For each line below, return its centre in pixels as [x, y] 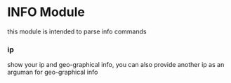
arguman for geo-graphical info [53, 72]
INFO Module [46, 12]
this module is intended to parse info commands [77, 31]
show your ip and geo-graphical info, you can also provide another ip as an [116, 65]
